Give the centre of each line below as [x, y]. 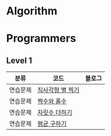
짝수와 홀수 [52, 101]
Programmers [41, 39]
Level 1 [19, 60]
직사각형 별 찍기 [58, 90]
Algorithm [32, 11]
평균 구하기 [52, 124]
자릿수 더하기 [55, 113]
